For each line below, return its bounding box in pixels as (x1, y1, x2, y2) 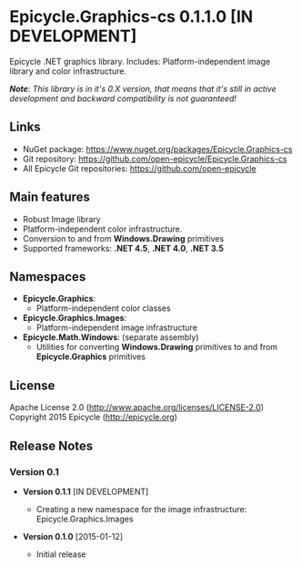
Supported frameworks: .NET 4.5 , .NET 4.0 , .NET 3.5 (22, 242, 225, 253)
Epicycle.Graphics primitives (35, 351, 146, 362)
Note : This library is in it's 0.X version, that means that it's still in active (9, 83, 277, 94)
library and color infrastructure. (9, 66, 127, 77)
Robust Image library (22, 213, 102, 224)
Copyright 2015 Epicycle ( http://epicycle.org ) (9, 412, 177, 423)
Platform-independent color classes (35, 303, 171, 314)
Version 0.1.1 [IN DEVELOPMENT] (22, 486, 149, 497)
